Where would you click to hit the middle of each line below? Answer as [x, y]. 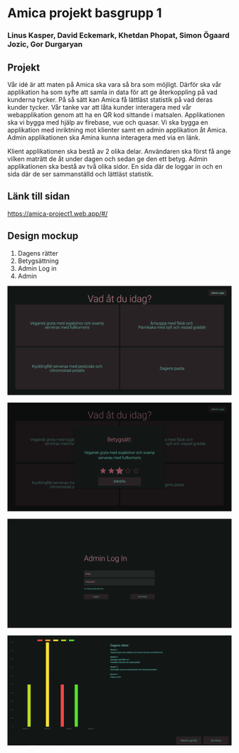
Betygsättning [38, 261]
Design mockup [43, 236]
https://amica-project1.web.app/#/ [58, 213]
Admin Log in [37, 268]
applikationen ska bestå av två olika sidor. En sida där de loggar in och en [115, 166]
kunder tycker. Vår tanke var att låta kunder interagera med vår [100, 107]
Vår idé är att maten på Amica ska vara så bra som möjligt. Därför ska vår [115, 84]
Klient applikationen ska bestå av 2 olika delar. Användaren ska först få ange [119, 151]
